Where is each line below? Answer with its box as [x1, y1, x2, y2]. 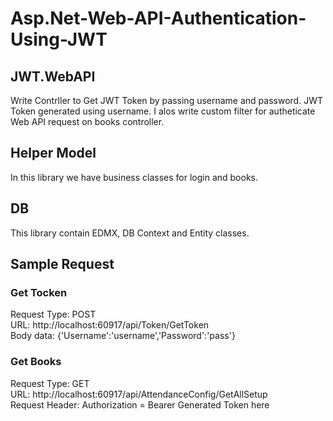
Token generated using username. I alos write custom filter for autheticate [10, 105, 316, 117]
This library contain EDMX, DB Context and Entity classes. [10, 227, 250, 239]
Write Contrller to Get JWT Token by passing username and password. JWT [10, 95, 323, 106]
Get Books [10, 355, 62, 369]
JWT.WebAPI [10, 68, 96, 85]
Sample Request [10, 256, 115, 273]
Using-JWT [10, 28, 108, 51]
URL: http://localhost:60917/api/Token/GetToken [10, 319, 210, 331]
